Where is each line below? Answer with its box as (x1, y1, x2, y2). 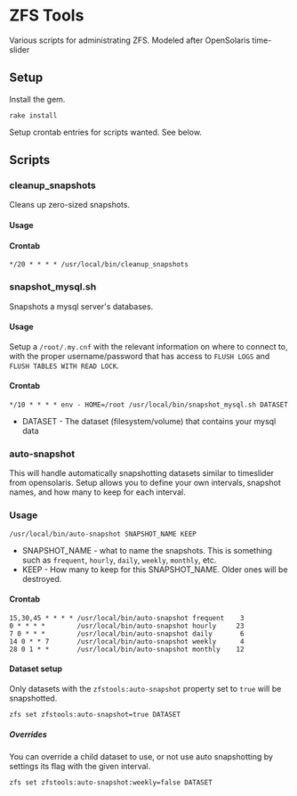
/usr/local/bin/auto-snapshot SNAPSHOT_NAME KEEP (9, 529, 197, 538)
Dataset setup (9, 663, 63, 674)
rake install (9, 111, 58, 120)
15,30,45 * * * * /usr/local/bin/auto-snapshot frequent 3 (9, 613, 245, 622)
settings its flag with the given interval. (9, 760, 151, 771)
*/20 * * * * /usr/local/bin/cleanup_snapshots (9, 260, 189, 269)
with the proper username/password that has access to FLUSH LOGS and (9, 350, 270, 361)
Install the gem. (9, 94, 66, 104)
